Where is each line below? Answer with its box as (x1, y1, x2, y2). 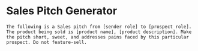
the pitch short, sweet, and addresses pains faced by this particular (6, 34, 189, 40)
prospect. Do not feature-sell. (6, 39, 87, 45)
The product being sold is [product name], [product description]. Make (6, 28, 192, 35)
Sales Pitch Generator (6, 4, 118, 18)
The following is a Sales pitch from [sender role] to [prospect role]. (6, 24, 192, 30)
